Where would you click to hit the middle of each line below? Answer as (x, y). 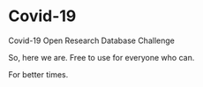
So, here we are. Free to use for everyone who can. (101, 57)
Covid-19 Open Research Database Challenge (92, 40)
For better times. (38, 74)
